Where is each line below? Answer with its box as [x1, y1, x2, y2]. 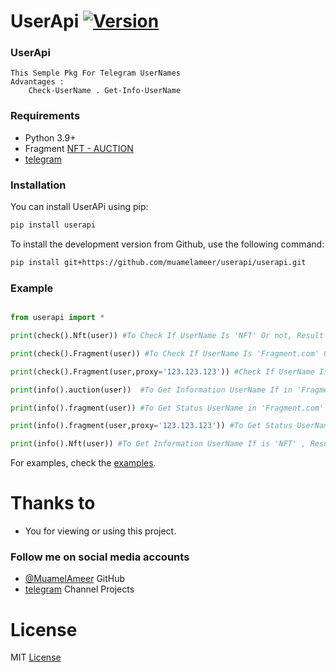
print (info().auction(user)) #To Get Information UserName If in [10, 385, 293, 395]
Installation [10, 178, 67, 192]
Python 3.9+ [24, 131, 77, 144]
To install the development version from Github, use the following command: [10, 238, 325, 250]
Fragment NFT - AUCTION [24, 142, 134, 154]
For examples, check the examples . [10, 457, 157, 469]
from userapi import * [10, 313, 105, 323]
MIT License [10, 651, 62, 664]
